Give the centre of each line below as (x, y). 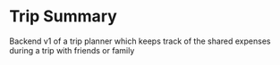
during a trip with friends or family (72, 50)
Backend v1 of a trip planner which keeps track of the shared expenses (140, 41)
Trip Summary (64, 16)
